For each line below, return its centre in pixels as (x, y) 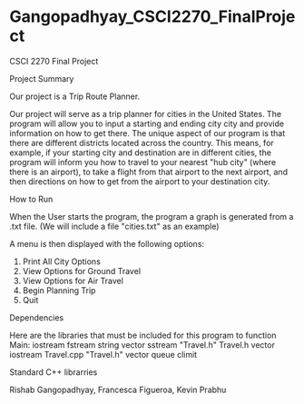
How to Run (31, 199)
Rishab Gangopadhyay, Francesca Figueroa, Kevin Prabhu (118, 389)
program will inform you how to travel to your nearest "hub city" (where (143, 162)
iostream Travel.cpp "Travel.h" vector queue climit (103, 354)
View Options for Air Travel (73, 281)
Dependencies (37, 317)
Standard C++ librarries (54, 372)
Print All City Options (62, 261)
